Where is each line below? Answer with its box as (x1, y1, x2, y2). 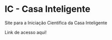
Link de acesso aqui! (4, 29, 47, 35)
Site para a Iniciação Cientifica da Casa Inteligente (4, 20, 108, 26)
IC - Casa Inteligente (4, 3, 91, 15)
